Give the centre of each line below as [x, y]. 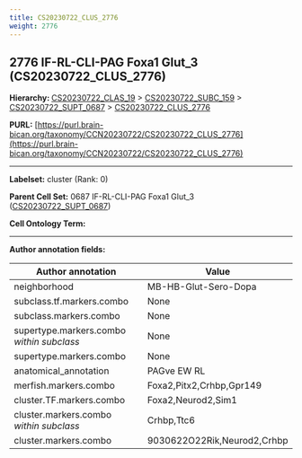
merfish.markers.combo [64, 385]
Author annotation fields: [58, 250]
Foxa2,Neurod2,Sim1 [192, 401]
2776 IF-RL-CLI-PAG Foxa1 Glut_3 [104, 62]
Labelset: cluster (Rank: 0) [59, 180]
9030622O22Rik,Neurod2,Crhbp [218, 441]
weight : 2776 [34, 26]
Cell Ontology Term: [48, 224]
